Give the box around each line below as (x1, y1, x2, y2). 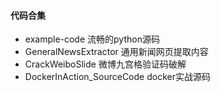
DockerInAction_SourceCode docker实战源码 (24, 71, 211, 83)
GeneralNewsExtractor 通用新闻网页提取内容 (24, 46, 209, 58)
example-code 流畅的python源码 (24, 33, 160, 45)
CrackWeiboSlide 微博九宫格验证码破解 (24, 58, 187, 70)
